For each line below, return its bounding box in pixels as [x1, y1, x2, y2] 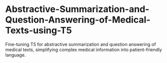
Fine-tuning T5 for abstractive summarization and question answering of [5, 41, 156, 47]
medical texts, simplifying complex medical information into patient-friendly [5, 46, 162, 52]
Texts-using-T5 [5, 25, 72, 36]
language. [5, 51, 26, 58]
